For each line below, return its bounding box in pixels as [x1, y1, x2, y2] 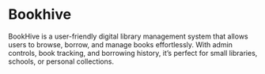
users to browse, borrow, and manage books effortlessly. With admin [8, 39, 233, 49]
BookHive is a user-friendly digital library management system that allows [8, 31, 248, 41]
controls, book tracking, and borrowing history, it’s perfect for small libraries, [8, 48, 258, 57]
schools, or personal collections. [8, 57, 115, 66]
